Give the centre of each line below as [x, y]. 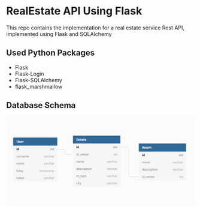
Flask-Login [29, 74]
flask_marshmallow [39, 86]
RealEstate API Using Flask [74, 11]
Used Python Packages [51, 53]
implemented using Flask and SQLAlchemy [59, 34]
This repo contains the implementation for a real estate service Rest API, [95, 28]
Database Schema [41, 105]
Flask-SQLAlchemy [39, 80]
